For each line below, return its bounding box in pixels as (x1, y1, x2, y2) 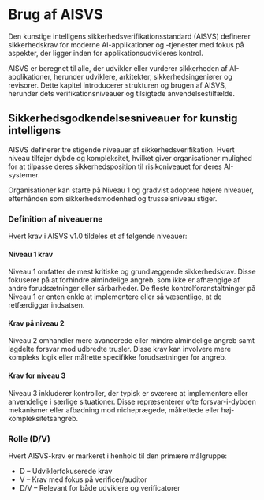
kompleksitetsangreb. (8, 413, 79, 423)
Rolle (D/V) (8, 433, 51, 444)
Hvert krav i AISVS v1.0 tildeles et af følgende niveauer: (8, 231, 188, 241)
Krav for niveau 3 (8, 371, 66, 380)
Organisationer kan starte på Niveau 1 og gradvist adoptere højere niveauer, (8, 185, 255, 195)
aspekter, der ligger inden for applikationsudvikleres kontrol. (8, 48, 203, 58)
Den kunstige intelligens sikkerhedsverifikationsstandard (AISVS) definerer (8, 32, 251, 41)
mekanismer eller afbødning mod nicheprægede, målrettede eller (8, 405, 220, 415)
